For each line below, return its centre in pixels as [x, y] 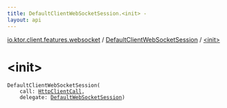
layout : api [24, 20]
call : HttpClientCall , [52, 91]
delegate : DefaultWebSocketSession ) [73, 98]
